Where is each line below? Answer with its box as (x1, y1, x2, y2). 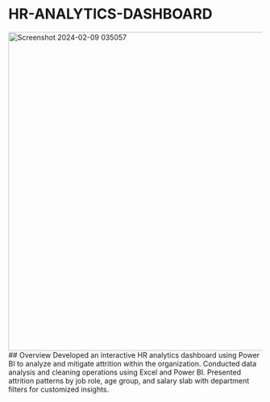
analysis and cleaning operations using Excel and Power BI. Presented (8, 367, 242, 377)
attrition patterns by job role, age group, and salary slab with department (8, 375, 250, 385)
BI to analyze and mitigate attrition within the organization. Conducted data (8, 358, 257, 368)
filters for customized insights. (8, 384, 110, 394)
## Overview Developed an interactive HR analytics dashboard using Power (8, 350, 260, 359)
